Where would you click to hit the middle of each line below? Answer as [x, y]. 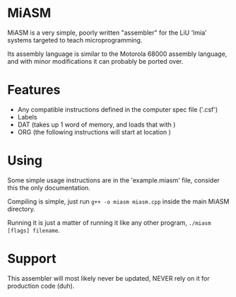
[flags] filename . [34, 230]
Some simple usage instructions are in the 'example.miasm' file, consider [114, 180]
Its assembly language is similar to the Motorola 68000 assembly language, [117, 54]
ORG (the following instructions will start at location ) [94, 132]
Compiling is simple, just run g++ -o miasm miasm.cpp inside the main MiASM [118, 201]
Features [34, 90]
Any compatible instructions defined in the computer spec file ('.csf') [118, 109]
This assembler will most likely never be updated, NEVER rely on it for [108, 278]
